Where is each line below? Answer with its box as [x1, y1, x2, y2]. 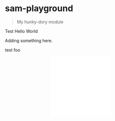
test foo [5, 47, 21, 53]
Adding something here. [5, 37, 53, 44]
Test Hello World [5, 28, 38, 34]
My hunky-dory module [16, 19, 64, 25]
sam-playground [5, 3, 74, 14]
